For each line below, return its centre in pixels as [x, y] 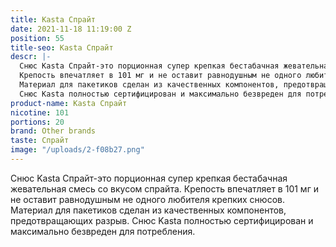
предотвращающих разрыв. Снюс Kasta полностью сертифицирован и [162, 220]
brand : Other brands [53, 131]
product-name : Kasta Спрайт [69, 103]
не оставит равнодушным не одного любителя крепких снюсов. [147, 199]
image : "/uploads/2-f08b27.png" [77, 150]
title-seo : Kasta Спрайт [62, 47]
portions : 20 [37, 122]
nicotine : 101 [40, 112]
